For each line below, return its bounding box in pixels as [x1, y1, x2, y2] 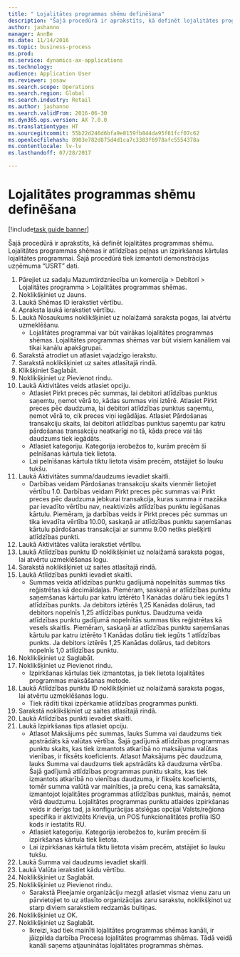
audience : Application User [8, 70, 92, 77]
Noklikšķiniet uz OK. [18, 911, 78, 919]
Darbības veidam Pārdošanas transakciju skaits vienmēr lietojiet [28, 479, 216, 488]
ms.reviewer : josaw [8, 76, 66, 84]
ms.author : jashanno [8, 103, 70, 110]
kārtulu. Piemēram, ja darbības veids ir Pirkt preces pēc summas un [28, 510, 228, 518]
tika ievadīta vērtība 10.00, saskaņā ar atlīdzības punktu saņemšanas [28, 517, 232, 525]
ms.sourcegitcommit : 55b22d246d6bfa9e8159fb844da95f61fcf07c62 [8, 130, 200, 137]
